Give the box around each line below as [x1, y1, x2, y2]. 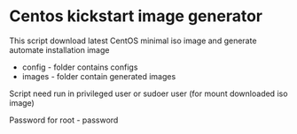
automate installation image [9, 44, 110, 55]
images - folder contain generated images [21, 71, 176, 81]
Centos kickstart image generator [9, 6, 263, 26]
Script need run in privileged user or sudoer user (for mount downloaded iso [9, 88, 288, 99]
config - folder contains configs [21, 62, 138, 72]
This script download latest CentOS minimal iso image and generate [9, 35, 257, 46]
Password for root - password [9, 115, 119, 125]
